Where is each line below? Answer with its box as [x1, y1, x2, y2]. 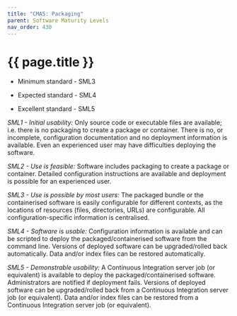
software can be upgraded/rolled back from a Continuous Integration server [7, 286, 229, 294]
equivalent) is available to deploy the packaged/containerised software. [7, 271, 216, 279]
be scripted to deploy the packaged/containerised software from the [7, 235, 207, 243]
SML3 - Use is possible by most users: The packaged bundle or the [7, 191, 204, 199]
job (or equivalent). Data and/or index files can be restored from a [7, 293, 199, 302]
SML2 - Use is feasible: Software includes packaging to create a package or [7, 162, 230, 170]
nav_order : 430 [7, 23, 52, 30]
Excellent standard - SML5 [17, 105, 96, 113]
